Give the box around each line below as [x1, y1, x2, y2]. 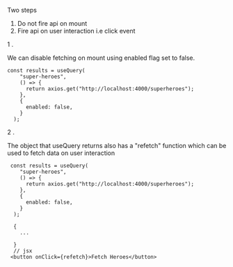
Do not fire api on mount [17, 19, 88, 27]
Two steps [7, 6, 37, 14]
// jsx [13, 248, 33, 254]
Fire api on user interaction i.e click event [17, 27, 136, 35]
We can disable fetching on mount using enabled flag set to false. [7, 54, 195, 62]
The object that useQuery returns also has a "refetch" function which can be [7, 142, 227, 149]
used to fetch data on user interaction [7, 149, 115, 157]
